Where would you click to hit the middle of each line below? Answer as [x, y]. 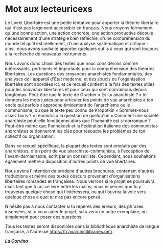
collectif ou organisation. [30, 136]
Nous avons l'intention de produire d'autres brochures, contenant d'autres [80, 171]
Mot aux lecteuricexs [49, 9]
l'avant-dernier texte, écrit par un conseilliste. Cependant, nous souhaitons [81, 156]
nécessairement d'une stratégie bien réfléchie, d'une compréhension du [78, 38]
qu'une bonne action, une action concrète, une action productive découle [79, 33]
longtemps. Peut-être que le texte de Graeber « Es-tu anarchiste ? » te [76, 95]
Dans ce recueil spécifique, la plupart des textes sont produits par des [76, 146]
